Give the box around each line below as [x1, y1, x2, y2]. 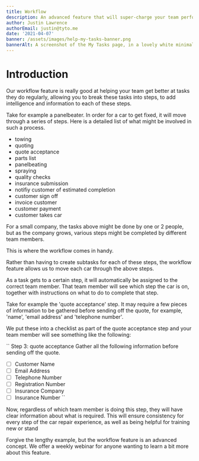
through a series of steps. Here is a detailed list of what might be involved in [6, 117, 192, 125]
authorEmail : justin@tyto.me [6, 25, 78, 32]
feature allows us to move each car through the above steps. [6, 265, 155, 272]
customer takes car [14, 211, 62, 218]
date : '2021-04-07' [6, 31, 54, 37]
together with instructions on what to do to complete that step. [6, 289, 159, 296]
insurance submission [14, 180, 69, 187]
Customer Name [14, 360, 55, 368]
